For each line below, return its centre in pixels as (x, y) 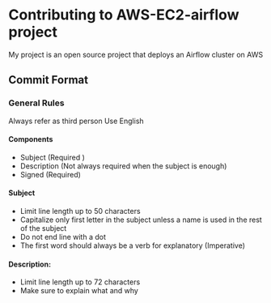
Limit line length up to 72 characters (80, 282)
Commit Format (49, 80)
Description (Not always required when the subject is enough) (123, 166)
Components (31, 139)
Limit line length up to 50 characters (80, 211)
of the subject (43, 228)
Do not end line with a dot (63, 237)
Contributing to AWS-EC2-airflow (124, 15)
